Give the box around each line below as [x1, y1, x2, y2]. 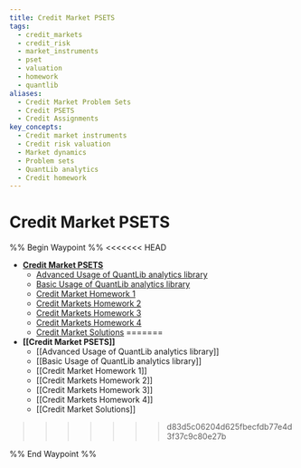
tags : [9, 22, 30, 31]
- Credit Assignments [17, 114, 99, 123]
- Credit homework [17, 173, 88, 182]
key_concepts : [9, 123, 63, 132]
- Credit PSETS [17, 106, 75, 115]
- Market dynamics [17, 148, 88, 157]
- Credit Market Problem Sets [17, 97, 131, 107]
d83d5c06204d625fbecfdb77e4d [166, 422, 293, 433]
